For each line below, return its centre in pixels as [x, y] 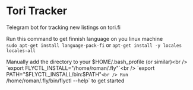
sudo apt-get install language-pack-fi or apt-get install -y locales [94, 45]
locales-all [21, 51]
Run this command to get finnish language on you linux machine [85, 38]
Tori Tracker [37, 11]
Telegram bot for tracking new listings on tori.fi [63, 27]
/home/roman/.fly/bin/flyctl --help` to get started [65, 81]
